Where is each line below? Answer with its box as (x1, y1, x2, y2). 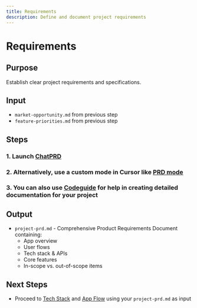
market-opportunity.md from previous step (14, 111, 118, 118)
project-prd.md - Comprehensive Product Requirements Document (14, 225, 178, 232)
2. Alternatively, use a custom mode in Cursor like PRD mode (6, 168, 184, 176)
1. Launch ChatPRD (6, 152, 62, 160)
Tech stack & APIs (23, 250, 68, 257)
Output (6, 209, 32, 219)
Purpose (6, 63, 38, 73)
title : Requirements (6, 8, 57, 15)
